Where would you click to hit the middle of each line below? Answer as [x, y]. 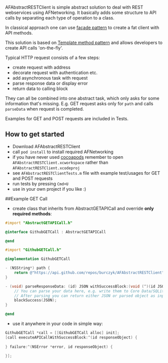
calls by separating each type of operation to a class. [60, 18]
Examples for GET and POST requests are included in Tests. [67, 119]
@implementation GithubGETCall [38, 259]
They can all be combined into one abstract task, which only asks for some [82, 98]
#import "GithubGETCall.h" [33, 250]
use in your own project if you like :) [49, 189]
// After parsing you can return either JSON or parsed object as [85, 296]
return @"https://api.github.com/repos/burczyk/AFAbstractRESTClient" [89, 273]
